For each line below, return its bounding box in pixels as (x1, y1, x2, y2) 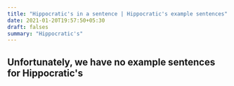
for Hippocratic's (7, 67, 83, 79)
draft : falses (7, 23, 49, 30)
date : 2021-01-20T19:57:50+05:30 (7, 17, 105, 24)
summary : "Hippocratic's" (7, 30, 83, 37)
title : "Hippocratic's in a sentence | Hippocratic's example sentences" (7, 10, 228, 18)
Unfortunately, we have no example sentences (7, 56, 216, 68)
